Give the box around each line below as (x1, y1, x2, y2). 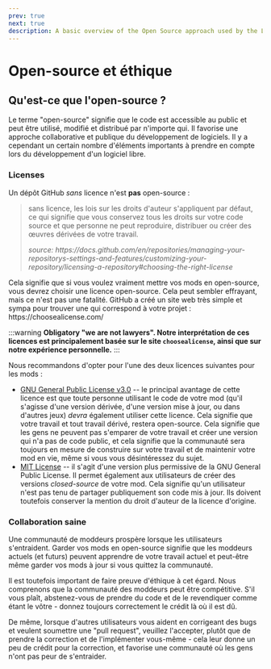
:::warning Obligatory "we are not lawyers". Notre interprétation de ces (8, 328, 250, 337)
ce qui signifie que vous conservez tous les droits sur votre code (27, 211, 244, 222)
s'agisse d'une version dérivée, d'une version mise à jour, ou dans (19, 401, 240, 412)
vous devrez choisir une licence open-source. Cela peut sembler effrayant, (8, 286, 258, 295)
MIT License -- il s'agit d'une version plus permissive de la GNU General (19, 462, 261, 471)
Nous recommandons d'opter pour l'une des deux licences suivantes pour (8, 360, 256, 370)
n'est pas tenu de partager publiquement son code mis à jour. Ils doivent (19, 487, 261, 497)
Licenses (8, 169, 45, 181)
